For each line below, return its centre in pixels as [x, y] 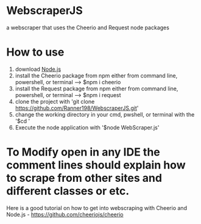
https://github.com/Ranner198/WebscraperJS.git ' [77, 108]
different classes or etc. [68, 191]
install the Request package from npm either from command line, [97, 89]
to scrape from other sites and [84, 178]
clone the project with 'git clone [55, 101]
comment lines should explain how [96, 165]
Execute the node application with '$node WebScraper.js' [87, 127]
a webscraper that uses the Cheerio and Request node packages [88, 27]
